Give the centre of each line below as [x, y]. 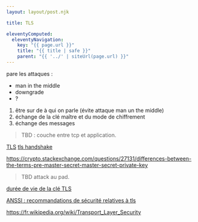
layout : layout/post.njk [38, 12]
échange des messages [45, 123]
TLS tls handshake [29, 147]
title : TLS [20, 23]
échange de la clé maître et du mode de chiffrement [80, 117]
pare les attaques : [29, 74]
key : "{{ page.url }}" [46, 45]
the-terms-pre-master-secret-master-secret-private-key [77, 165]
